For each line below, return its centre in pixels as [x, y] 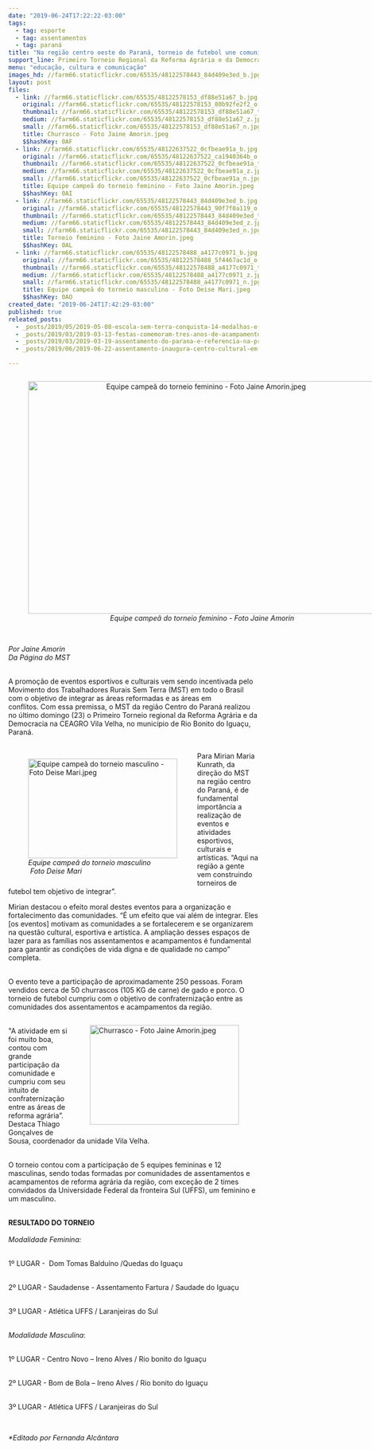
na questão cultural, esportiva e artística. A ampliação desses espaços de [129, 932]
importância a [220, 807]
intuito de [24, 1090]
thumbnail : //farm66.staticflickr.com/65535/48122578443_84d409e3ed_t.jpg [149, 216]
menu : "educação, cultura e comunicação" [78, 68]
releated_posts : [35, 319]
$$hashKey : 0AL [48, 245]
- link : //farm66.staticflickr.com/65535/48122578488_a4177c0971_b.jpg [137, 253]
